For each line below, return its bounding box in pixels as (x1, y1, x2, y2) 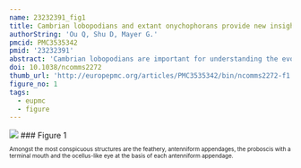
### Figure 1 (20, 130, 67, 141)
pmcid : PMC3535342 (9, 38, 78, 47)
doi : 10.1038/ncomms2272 (9, 63, 102, 72)
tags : (9, 88, 30, 97)
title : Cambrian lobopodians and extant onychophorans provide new (9, 21, 267, 30)
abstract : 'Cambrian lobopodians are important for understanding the (9, 55, 279, 63)
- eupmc (17, 96, 47, 105)
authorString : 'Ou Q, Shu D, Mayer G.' (9, 29, 159, 38)
